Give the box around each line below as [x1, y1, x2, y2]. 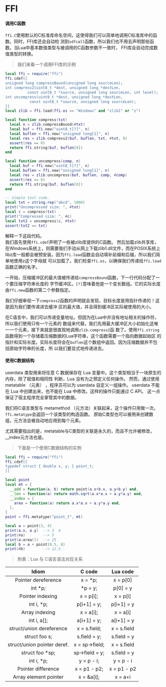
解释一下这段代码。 [5, 233, 45, 239]
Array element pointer [12, 674, 64, 681]
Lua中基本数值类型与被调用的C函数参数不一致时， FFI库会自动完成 [18, 45, 154, 51]
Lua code [111, 568, 134, 575]
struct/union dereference [9, 625, 68, 632]
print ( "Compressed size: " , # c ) [5, 214, 72, 219]
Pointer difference [17, 666, 59, 673]
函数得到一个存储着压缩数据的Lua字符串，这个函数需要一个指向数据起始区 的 [5, 333, 162, 339]
